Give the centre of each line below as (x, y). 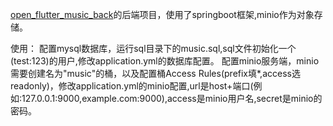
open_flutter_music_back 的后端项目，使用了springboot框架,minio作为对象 (162, 14)
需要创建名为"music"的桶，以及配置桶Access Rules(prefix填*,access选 (155, 73)
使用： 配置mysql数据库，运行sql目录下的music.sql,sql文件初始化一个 (153, 48)
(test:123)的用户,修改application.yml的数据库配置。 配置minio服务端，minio (165, 61)
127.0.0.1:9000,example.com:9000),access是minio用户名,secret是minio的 (172, 98)
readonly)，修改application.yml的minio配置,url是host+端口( (132, 86)
